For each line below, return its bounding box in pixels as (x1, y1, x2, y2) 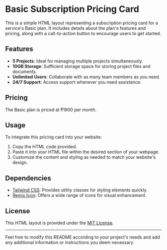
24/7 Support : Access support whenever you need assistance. (12, 79, 142, 85)
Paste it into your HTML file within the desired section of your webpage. (12, 149, 160, 155)
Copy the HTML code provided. (12, 144, 77, 150)
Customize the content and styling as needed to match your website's (12, 154, 156, 160)
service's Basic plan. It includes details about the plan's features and (5, 25, 146, 31)
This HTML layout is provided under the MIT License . (5, 220, 114, 226)
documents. (12, 68, 37, 74)
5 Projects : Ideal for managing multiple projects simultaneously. (12, 58, 143, 64)
